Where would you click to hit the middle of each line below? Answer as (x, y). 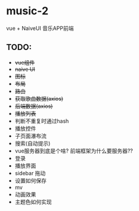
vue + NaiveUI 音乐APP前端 (40, 28)
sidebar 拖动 (30, 173)
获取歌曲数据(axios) (39, 98)
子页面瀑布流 (30, 136)
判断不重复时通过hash (42, 121)
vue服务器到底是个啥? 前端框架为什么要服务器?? (74, 151)
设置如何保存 (30, 181)
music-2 (27, 11)
